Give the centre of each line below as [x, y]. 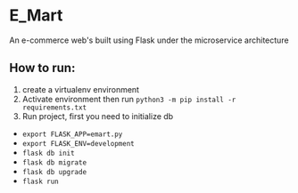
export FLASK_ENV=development [79, 143]
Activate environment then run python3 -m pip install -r [129, 99]
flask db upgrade [54, 172]
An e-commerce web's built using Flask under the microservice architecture [149, 40]
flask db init [48, 153]
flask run [41, 181]
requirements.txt [54, 108]
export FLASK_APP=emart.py [72, 134]
